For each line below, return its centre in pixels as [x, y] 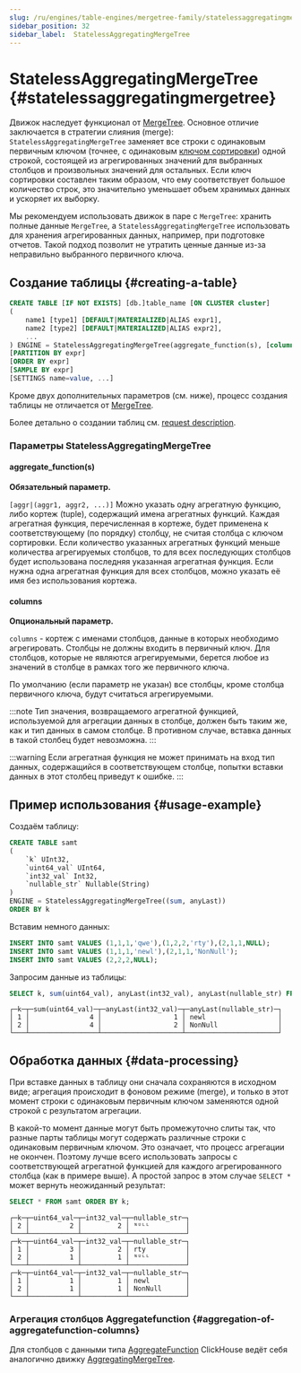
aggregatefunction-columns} [75, 1330]
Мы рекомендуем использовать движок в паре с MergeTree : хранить [140, 216]
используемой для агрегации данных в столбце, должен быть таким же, [149, 721]
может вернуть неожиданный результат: [87, 1185]
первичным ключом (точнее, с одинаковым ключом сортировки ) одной [148, 151]
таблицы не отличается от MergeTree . [82, 405]
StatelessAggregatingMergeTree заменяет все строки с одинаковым [138, 142]
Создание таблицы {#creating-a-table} [124, 282]
